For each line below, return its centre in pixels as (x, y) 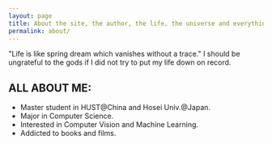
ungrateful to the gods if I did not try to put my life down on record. (120, 62)
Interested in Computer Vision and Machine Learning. (109, 125)
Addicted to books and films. (68, 133)
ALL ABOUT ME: (50, 88)
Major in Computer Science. (67, 116)
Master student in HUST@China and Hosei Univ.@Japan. (115, 108)
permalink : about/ (39, 31)
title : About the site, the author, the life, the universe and (119, 23)
